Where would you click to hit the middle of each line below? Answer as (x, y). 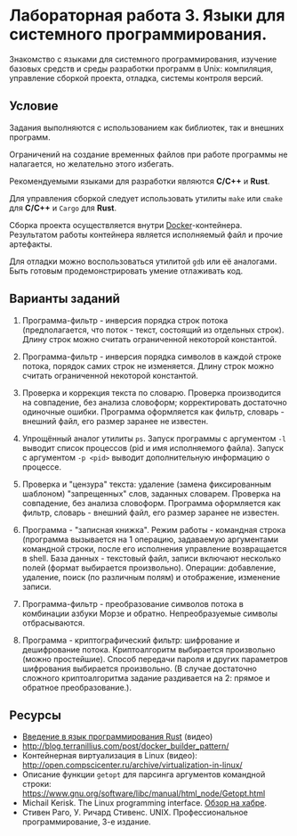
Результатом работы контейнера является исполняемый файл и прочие (146, 234)
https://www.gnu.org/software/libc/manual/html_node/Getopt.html (144, 793)
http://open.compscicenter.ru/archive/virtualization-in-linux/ (132, 765)
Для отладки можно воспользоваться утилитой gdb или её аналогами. (143, 261)
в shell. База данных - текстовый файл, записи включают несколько (152, 558)
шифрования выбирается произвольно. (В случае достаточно (140, 668)
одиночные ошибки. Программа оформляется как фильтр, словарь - (153, 412)
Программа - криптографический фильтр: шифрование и (131, 640)
